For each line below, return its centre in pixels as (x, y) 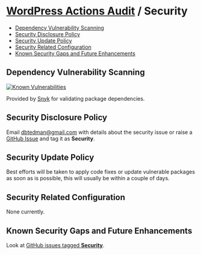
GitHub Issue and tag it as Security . (51, 138)
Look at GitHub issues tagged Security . (55, 245)
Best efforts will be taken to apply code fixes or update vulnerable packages (101, 172)
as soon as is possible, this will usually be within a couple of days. (88, 178)
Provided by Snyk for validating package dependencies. (76, 98)
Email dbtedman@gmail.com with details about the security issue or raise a (99, 132)
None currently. (26, 212)
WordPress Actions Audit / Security (97, 11)
